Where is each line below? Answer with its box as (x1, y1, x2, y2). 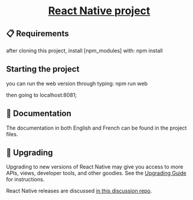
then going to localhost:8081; (6, 91, 77, 98)
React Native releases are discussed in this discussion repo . (6, 188, 152, 195)
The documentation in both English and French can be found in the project (6, 124, 187, 131)
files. (6, 130, 18, 137)
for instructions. (6, 176, 45, 183)
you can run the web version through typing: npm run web (6, 80, 148, 87)
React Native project (48, 4, 151, 18)
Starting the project (6, 64, 80, 75)
